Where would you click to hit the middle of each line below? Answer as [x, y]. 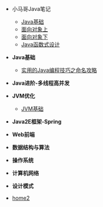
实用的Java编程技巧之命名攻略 [59, 70]
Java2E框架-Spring [37, 122]
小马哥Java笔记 [32, 9]
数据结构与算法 [31, 147]
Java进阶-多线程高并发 [41, 83]
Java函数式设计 [40, 44]
